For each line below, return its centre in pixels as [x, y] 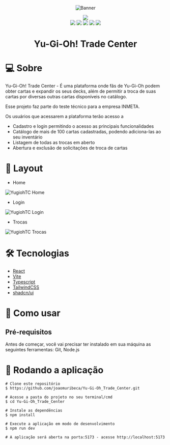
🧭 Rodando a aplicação [54, 370]
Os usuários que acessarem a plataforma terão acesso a [64, 117]
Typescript [24, 282]
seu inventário [27, 137]
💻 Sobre [24, 68]
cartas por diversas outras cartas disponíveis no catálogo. [66, 97]
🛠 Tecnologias [37, 253]
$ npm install [20, 415]
